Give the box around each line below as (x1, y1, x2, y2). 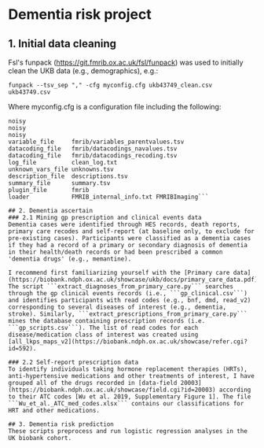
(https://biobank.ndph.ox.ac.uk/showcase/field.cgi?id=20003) (8, 386, 216, 394)
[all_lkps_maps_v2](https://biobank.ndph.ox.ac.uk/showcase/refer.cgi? (8, 338, 247, 346)
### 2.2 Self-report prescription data (8, 358, 139, 366)
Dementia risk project (8, 6, 152, 24)
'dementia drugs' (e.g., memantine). (8, 255, 132, 263)
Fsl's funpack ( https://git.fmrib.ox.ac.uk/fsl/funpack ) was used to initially (8, 57, 244, 67)
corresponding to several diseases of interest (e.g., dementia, (8, 303, 226, 311)
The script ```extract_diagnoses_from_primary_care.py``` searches (8, 283, 234, 291)
